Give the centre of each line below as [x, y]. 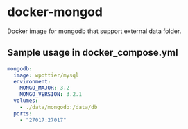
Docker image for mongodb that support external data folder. [94, 31]
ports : [23, 113]
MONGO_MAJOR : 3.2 [45, 88]
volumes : [26, 101]
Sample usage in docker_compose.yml [93, 53]
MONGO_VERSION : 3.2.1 [51, 95]
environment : [32, 81]
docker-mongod [55, 12]
